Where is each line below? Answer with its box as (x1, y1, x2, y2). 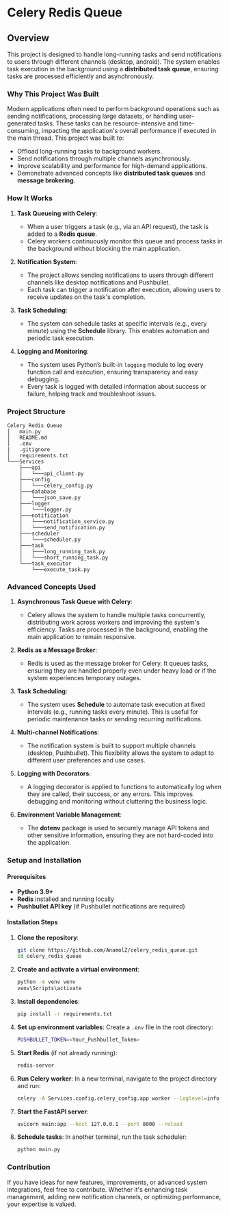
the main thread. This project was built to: (7, 134, 124, 142)
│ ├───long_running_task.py (19, 548, 106, 555)
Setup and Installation (7, 856, 82, 865)
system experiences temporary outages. (27, 674, 142, 682)
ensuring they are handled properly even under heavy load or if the (27, 666, 217, 675)
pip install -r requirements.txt (16, 1011, 113, 1018)
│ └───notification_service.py (19, 518, 115, 525)
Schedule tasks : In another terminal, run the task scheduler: (16, 1133, 187, 1141)
